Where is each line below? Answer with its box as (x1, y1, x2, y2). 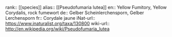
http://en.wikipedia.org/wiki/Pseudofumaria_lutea (5, 26, 110, 32)
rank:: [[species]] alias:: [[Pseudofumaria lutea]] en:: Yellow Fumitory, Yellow (5, 5, 167, 10)
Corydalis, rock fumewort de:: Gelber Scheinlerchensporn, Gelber (5, 10, 144, 16)
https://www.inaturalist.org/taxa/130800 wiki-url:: (5, 20, 110, 26)
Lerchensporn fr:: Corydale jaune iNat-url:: (5, 15, 95, 21)
